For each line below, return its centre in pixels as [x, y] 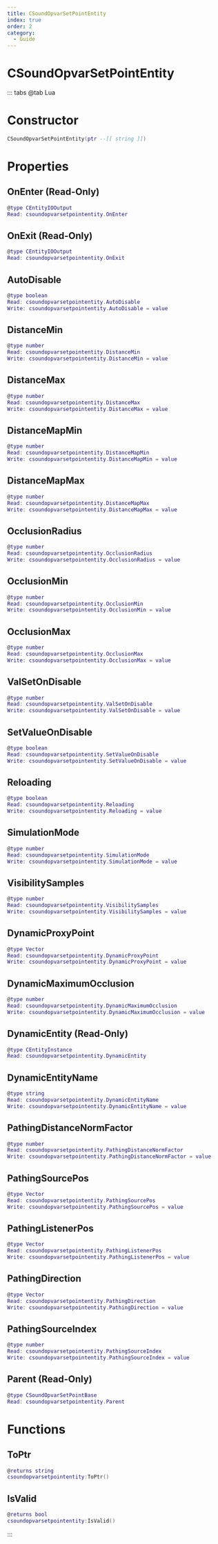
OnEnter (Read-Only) [53, 192]
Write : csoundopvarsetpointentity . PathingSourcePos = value [96, 1207]
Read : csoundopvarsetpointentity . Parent [66, 1402]
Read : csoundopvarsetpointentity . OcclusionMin [75, 604]
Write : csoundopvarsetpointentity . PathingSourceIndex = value [98, 1358]
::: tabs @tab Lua [31, 93]
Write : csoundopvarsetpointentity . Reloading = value [85, 811]
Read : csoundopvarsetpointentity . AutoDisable [73, 302]
